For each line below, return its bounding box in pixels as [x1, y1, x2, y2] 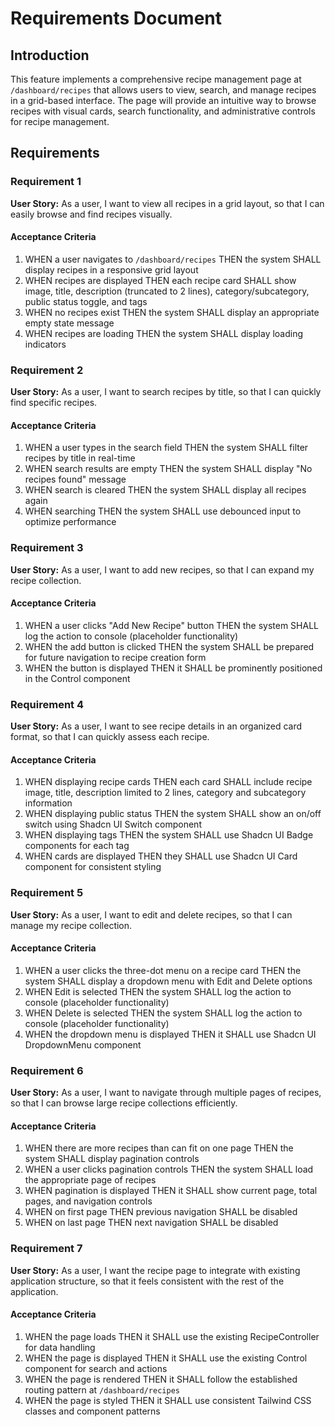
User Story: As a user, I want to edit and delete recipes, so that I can [10, 908, 293, 921]
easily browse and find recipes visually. [10, 208, 173, 220]
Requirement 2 [10, 363, 84, 377]
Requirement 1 [10, 175, 82, 189]
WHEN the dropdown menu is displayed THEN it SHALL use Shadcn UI [24, 1028, 317, 1040]
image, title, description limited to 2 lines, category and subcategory [24, 787, 307, 799]
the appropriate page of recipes [24, 1174, 157, 1186]
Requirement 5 [10, 886, 84, 900]
